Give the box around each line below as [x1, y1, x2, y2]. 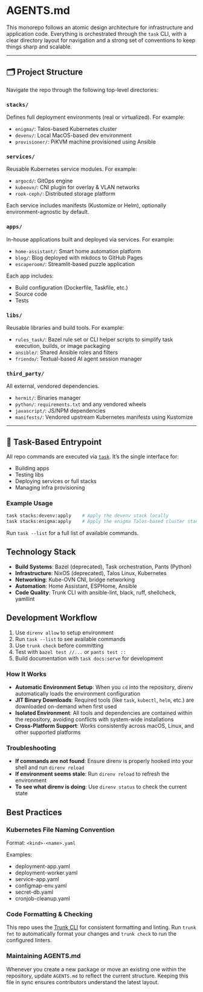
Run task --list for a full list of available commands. [6, 530, 139, 537]
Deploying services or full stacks [14, 478, 97, 485]
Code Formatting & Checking [6, 910, 93, 918]
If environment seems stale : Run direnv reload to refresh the [14, 770, 170, 777]
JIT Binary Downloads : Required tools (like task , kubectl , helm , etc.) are [14, 696, 195, 704]
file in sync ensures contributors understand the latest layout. [6, 978, 159, 985]
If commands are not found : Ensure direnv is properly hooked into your [14, 757, 193, 765]
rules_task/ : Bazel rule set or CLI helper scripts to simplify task [14, 336, 173, 343]
